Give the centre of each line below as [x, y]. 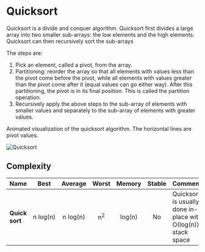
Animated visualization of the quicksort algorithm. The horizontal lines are [99, 128]
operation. [28, 97]
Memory [129, 183]
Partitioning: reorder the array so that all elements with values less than [104, 71]
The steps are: [24, 53]
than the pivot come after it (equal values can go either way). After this [104, 84]
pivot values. [22, 135]
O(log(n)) [186, 224]
